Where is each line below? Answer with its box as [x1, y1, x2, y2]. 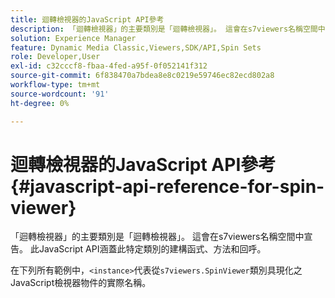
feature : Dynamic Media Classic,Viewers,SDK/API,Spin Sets [10, 42, 262, 53]
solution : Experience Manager [10, 33, 137, 43]
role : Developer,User [10, 52, 101, 62]
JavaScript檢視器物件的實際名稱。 [10, 277, 152, 289]
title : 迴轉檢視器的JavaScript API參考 [10, 14, 165, 25]
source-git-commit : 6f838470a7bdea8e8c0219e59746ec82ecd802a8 [10, 71, 275, 81]
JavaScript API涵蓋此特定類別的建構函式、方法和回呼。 [38, 243, 267, 255]
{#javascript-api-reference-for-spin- [10, 175, 325, 198]
